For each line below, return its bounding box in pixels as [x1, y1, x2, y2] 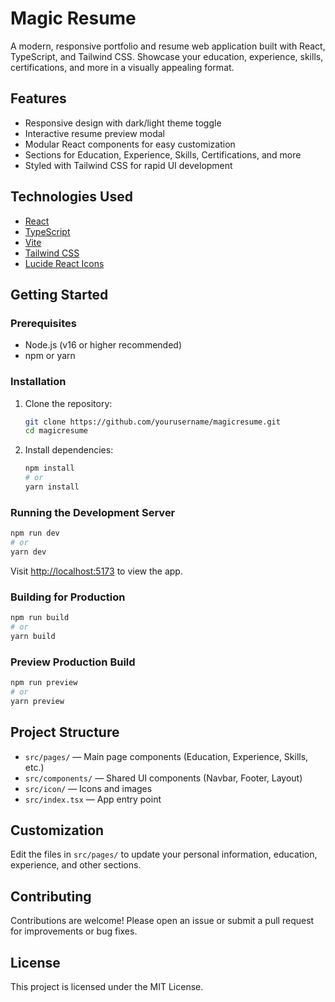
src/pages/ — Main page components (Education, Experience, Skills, [24, 750, 309, 762]
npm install [24, 463, 75, 474]
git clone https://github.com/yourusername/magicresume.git [24, 417, 281, 427]
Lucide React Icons [24, 257, 105, 269]
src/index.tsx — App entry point [24, 793, 162, 805]
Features [10, 90, 67, 107]
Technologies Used [10, 188, 133, 206]
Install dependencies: [24, 444, 114, 456]
